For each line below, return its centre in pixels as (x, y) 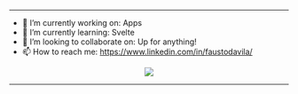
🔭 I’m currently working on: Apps (82, 23)
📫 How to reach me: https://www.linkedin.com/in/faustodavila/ (137, 51)
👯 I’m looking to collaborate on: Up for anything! (109, 42)
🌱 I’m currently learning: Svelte (78, 32)
